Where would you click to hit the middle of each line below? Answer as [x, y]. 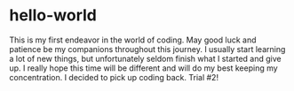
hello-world [53, 15]
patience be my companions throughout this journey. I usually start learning [147, 49]
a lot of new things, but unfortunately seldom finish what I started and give [145, 58]
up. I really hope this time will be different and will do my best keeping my [143, 68]
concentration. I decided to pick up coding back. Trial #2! [114, 77]
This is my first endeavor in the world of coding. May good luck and [133, 40]
